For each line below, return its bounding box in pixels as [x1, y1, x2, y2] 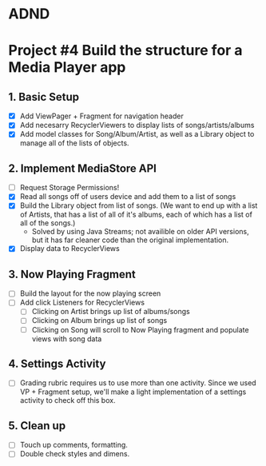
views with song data [31, 333, 102, 344]
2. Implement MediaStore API [8, 161, 157, 175]
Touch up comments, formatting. [19, 440, 128, 450]
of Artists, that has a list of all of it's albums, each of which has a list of [19, 209, 253, 220]
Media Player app [8, 58, 126, 77]
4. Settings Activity [8, 356, 106, 370]
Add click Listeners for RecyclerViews [19, 297, 145, 308]
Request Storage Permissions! [19, 183, 120, 193]
